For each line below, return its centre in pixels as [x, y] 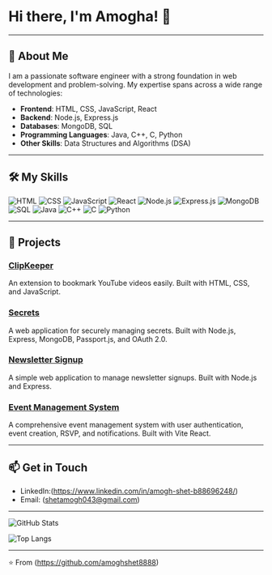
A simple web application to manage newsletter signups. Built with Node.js [133, 377]
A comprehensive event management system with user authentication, [126, 425]
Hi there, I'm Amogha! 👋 [90, 17]
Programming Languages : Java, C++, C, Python [101, 134]
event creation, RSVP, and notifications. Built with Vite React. [110, 433]
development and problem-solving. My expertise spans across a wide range [136, 84]
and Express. [30, 386]
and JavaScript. [34, 292]
